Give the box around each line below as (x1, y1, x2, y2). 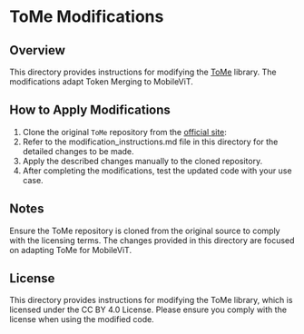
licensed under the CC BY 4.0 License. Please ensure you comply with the (9, 304, 288, 315)
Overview (9, 43, 66, 58)
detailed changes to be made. (22, 145, 134, 156)
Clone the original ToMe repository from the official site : (22, 126, 227, 137)
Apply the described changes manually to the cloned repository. (22, 155, 263, 166)
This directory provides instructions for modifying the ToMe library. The (9, 66, 277, 77)
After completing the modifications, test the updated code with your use (22, 165, 292, 176)
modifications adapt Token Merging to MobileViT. (9, 76, 193, 87)
